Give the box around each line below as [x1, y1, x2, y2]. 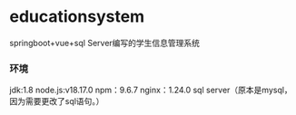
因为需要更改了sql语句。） [9, 96, 104, 107]
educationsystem [9, 6, 145, 27]
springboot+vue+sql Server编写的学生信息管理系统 [9, 37, 201, 48]
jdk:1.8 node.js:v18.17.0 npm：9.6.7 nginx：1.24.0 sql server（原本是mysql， [9, 84, 292, 96]
